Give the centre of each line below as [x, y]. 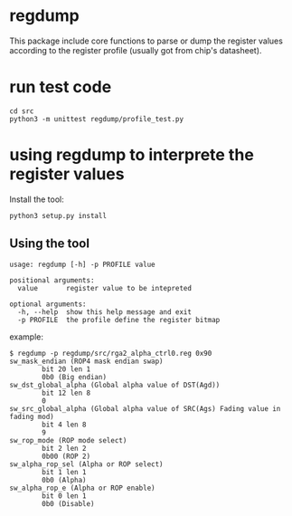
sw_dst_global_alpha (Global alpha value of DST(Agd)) [115, 385]
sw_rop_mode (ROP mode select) [68, 440]
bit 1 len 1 [65, 472]
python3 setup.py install [58, 215]
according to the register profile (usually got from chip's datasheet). [136, 50]
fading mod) [32, 416]
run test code [61, 87]
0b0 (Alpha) [65, 480]
